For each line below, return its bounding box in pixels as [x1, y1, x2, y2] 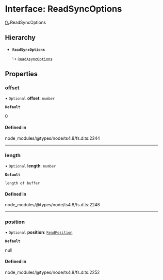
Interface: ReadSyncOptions [5, 3, 122, 15]
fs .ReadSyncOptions [5, 19, 46, 25]
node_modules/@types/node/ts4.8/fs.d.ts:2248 [5, 202, 100, 208]
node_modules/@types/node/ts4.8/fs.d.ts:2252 [5, 269, 100, 275]
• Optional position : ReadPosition [5, 230, 73, 235]
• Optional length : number [5, 163, 56, 168]
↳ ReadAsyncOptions [12, 56, 53, 62]
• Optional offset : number [5, 96, 55, 101]
